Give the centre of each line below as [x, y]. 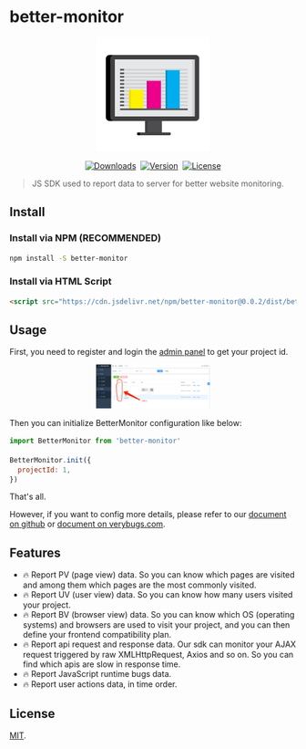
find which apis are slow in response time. [102, 664]
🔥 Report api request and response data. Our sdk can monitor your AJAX [159, 644]
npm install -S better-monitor [69, 258]
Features [35, 552]
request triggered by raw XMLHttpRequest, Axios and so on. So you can [158, 655]
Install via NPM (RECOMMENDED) [86, 238]
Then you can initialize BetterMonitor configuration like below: [126, 423]
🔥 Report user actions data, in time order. [100, 684]
